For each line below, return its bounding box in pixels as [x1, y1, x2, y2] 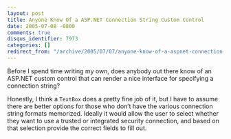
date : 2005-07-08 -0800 [7, 23, 76, 29]
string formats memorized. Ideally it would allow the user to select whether [7, 109, 219, 117]
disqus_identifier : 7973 [7, 36, 78, 42]
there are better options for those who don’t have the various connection [7, 102, 213, 110]
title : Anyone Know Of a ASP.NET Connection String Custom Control [7, 16, 205, 23]
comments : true [7, 29, 51, 36]
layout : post [7, 10, 45, 17]
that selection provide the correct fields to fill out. [7, 124, 147, 132]
